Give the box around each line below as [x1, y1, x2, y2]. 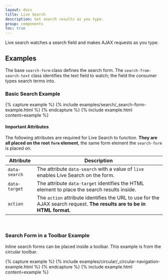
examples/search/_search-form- [79, 102, 146, 108]
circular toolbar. [5, 249, 37, 255]
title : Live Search [5, 12, 46, 17]
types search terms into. [5, 78, 55, 84]
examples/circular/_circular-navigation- [79, 258, 160, 265]
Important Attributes [5, 123, 49, 130]
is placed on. [5, 145, 31, 151]
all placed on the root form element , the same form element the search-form [5, 140, 162, 146]
